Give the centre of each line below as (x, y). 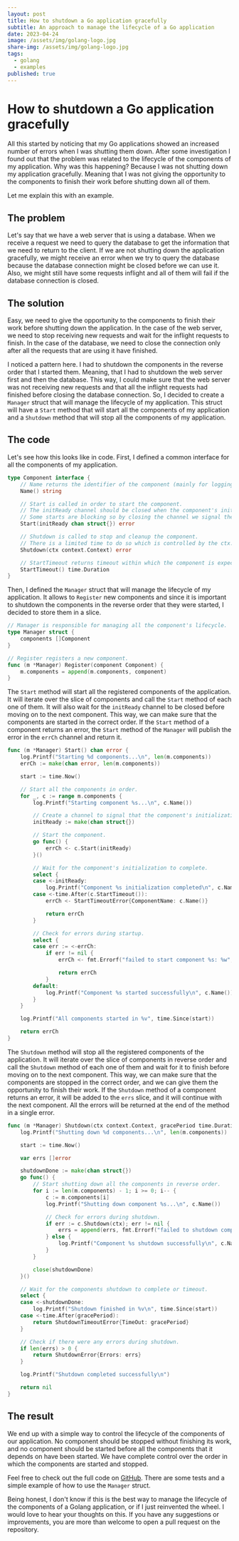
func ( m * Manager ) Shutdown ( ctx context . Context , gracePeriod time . (111, 1125)
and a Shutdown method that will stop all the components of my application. (117, 417)
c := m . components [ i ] (78, 1197)
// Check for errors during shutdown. (103, 1217)
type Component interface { (49, 478)
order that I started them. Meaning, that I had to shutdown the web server (115, 372)
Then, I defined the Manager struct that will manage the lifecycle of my (109, 590)
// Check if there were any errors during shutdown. (100, 1342)
